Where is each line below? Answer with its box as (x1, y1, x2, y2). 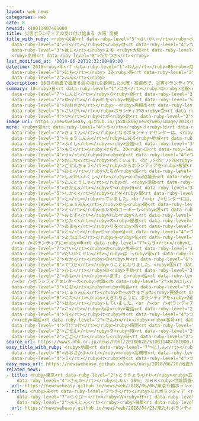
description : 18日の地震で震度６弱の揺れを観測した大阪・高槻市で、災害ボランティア (6, 81, 191, 86)
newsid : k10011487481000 (6, 25, 68, 31)
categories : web (6, 14, 46, 20)
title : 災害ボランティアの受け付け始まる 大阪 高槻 (6, 31, 118, 37)
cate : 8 (6, 20, 25, 25)
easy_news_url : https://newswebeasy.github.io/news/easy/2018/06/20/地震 (6, 361, 191, 367)
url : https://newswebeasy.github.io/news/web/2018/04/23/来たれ (11, 405, 171, 411)
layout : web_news (6, 8, 49, 15)
